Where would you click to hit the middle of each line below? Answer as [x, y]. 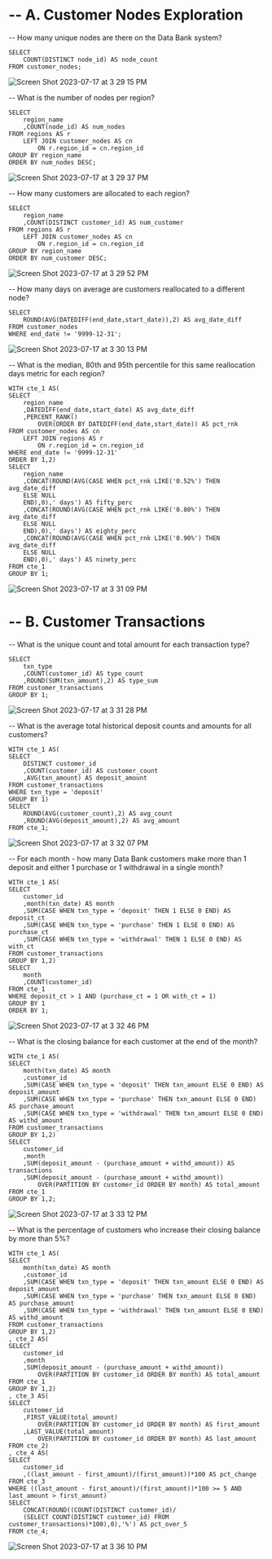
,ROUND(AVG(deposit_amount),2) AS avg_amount [102, 820]
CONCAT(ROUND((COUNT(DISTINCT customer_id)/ [100, 1510]
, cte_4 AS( [29, 1453]
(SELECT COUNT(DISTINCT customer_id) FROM [96, 1517]
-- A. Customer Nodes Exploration [126, 15]
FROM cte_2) [29, 1446]
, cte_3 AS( [29, 1396]
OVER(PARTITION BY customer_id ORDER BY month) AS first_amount [149, 1424]
